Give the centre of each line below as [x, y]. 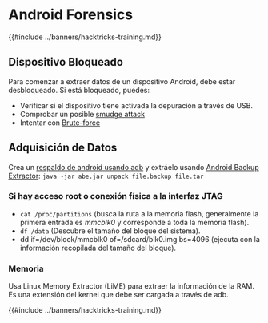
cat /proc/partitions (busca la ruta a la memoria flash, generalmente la [139, 213]
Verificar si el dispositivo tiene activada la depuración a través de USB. [136, 105]
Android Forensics [71, 15]
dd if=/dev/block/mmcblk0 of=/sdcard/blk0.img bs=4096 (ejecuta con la [140, 239]
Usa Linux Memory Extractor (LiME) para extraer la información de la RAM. [131, 286]
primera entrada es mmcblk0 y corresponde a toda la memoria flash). [134, 222]
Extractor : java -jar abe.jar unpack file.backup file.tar [106, 176]
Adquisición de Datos [63, 148]
